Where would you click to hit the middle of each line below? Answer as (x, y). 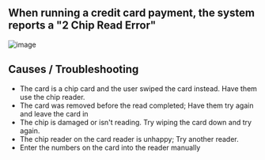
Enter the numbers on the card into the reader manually (110, 147)
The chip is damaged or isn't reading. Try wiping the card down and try (135, 122)
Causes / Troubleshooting (74, 69)
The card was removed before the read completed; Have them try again (136, 105)
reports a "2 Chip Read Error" (82, 26)
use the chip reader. (52, 97)
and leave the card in (54, 113)
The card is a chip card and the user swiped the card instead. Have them (138, 88)
